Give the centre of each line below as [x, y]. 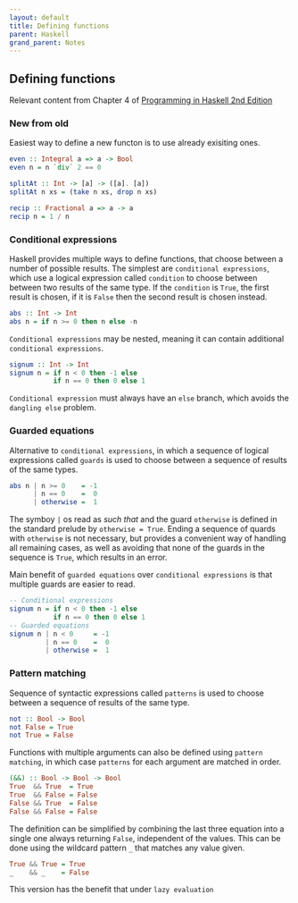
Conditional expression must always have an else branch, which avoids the [149, 398]
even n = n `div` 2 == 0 [55, 168]
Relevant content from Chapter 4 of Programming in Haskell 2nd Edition [141, 100]
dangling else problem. [53, 408]
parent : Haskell [39, 34]
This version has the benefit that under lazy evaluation [112, 890]
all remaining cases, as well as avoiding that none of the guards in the [137, 548]
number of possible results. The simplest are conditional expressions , [139, 268]
